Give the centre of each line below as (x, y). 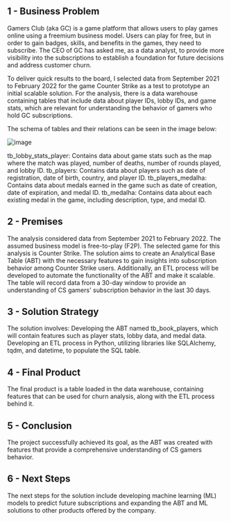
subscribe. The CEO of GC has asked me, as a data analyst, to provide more (116, 50)
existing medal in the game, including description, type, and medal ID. (107, 200)
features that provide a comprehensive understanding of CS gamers (105, 450)
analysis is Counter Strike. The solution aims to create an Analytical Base (111, 253)
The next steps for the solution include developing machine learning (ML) (112, 495)
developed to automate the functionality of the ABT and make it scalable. (111, 275)
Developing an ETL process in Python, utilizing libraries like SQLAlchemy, (112, 343)
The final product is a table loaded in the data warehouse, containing (105, 389)
